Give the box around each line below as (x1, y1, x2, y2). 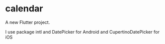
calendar (5, 3, 44, 14)
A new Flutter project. (5, 19, 50, 25)
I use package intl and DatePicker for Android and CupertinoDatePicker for (5, 29, 160, 35)
